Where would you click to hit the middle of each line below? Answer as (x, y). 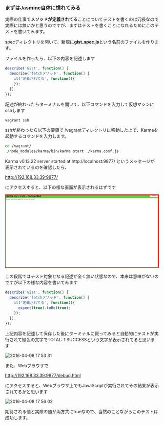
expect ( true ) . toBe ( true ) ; (44, 308)
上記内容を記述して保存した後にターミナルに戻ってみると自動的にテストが (80, 333)
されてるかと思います (26, 391)
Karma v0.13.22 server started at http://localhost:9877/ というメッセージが (80, 161)
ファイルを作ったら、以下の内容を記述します (50, 59)
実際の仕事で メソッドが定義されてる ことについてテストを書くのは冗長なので (82, 19)
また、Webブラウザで (27, 365)
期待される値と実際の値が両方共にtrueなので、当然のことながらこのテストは (82, 411)
